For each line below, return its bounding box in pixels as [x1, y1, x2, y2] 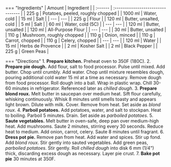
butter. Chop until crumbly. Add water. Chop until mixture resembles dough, [5, 69, 164, 75]
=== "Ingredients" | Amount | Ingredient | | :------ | [5, 5, 112, 11]
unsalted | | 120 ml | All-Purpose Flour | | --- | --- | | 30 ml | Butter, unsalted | [5, 27, 166, 33]
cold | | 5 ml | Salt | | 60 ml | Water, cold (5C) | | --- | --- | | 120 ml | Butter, [5, 21, 160, 27]
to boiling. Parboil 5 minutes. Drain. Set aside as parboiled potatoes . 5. [5, 112, 154, 118]
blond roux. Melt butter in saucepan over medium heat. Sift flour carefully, [5, 91, 162, 97]
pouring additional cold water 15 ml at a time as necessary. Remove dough [5, 75, 162, 80]
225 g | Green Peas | [5, 49, 49, 54]
